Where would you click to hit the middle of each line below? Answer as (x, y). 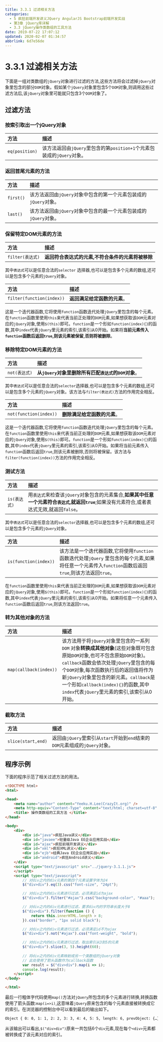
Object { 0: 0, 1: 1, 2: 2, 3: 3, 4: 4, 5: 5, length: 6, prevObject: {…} (82, 1019)
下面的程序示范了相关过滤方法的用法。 (43, 777)
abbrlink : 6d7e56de (25, 41)
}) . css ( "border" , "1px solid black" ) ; (62, 920)
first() (16, 198)
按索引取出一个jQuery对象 (36, 125)
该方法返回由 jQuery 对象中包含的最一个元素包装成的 (88, 211)
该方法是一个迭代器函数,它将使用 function (106, 551)
